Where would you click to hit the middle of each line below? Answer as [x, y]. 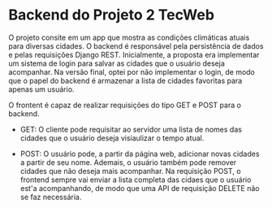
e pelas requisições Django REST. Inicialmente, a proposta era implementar [134, 54]
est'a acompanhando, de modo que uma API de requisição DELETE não [140, 188]
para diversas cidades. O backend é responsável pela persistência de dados [136, 45]
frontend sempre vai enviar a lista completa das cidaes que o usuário [136, 180]
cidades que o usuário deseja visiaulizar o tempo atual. [112, 138]
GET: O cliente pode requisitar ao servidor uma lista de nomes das [131, 129]
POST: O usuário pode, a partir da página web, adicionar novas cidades [140, 154]
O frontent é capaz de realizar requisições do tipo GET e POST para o [125, 105]
